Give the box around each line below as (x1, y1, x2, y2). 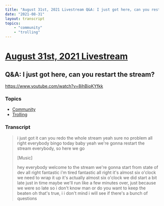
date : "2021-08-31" (5, 12, 45, 17)
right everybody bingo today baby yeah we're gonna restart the (17, 140, 145, 146)
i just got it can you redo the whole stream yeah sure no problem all (17, 135, 153, 141)
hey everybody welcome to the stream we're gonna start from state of (17, 164, 159, 170)
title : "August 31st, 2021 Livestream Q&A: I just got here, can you (5, 7, 150, 12)
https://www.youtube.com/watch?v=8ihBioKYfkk (5, 83, 103, 89)
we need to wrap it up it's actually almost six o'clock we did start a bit (17, 174, 157, 181)
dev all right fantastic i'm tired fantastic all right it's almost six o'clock (17, 169, 156, 175)
